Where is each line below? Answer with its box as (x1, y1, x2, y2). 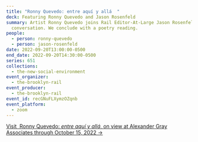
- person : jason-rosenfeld (11, 42, 78, 48)
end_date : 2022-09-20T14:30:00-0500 (6, 52, 96, 58)
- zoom (11, 107, 28, 113)
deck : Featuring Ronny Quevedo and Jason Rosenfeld (6, 14, 136, 20)
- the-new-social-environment (11, 69, 85, 75)
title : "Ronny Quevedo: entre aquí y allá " (6, 8, 120, 15)
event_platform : (6, 101, 46, 107)
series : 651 (6, 58, 35, 63)
